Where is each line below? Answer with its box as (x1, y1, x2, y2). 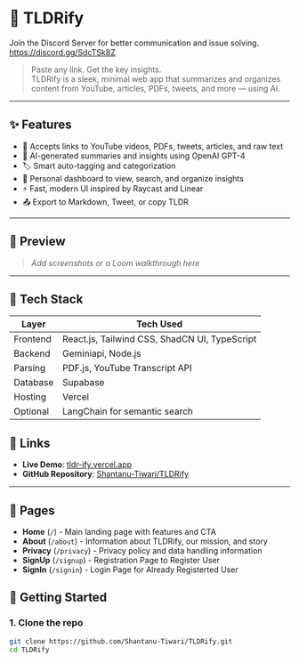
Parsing (13, 362, 46, 375)
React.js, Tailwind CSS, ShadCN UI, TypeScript (61, 333, 257, 345)
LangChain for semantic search (61, 405, 194, 417)
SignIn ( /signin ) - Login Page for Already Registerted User (21, 564, 238, 575)
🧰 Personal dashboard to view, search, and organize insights (21, 173, 245, 183)
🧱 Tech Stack (9, 291, 84, 306)
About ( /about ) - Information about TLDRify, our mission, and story (21, 536, 269, 546)
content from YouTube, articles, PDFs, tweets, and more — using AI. (30, 83, 280, 93)
